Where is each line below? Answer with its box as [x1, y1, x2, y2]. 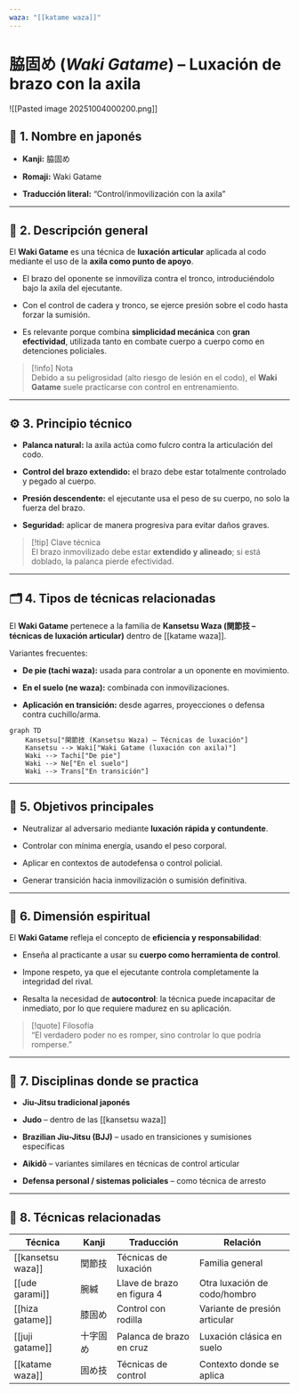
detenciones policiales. [21, 346, 107, 356]
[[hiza [13, 1302, 38, 1315]
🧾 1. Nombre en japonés [9, 128, 142, 143]
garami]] [13, 1288, 51, 1300]
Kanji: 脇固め [21, 153, 70, 165]
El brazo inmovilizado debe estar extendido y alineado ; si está [30, 547, 261, 557]
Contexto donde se [198, 1358, 279, 1371]
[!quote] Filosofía [30, 1021, 94, 1031]
